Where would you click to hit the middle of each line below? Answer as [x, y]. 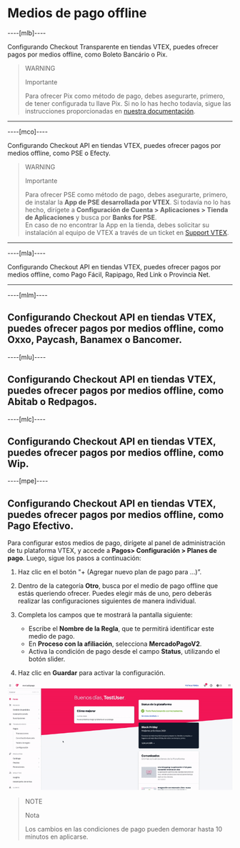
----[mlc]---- [27, 419]
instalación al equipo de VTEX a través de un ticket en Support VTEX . [127, 232]
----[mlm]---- [27, 295]
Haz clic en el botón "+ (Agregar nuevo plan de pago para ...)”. [110, 572]
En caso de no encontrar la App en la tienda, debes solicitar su [117, 225]
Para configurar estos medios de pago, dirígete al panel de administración [116, 543]
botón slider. [47, 659]
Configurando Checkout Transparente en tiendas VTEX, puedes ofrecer [113, 46]
